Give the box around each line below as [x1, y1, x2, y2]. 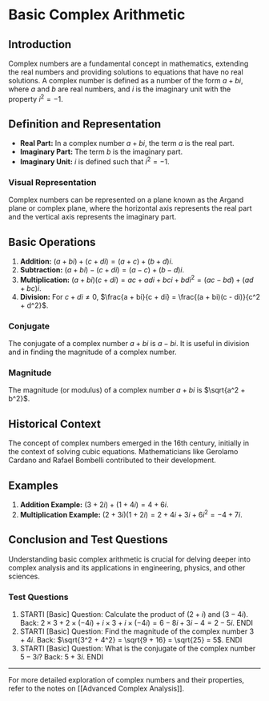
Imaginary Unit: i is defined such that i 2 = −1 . [19, 155, 170, 167]
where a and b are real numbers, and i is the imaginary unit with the [8, 84, 231, 94]
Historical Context [8, 417, 102, 430]
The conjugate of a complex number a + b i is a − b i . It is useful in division [8, 339, 250, 348]
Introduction [8, 38, 72, 51]
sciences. [8, 571, 40, 581]
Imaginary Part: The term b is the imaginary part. [19, 147, 183, 157]
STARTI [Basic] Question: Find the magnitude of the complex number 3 [19, 626, 255, 636]
